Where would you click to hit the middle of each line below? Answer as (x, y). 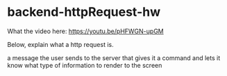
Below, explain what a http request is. (60, 44)
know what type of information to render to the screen (85, 65)
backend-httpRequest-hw (84, 12)
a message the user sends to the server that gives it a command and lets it (114, 58)
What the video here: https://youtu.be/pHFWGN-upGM (86, 31)
